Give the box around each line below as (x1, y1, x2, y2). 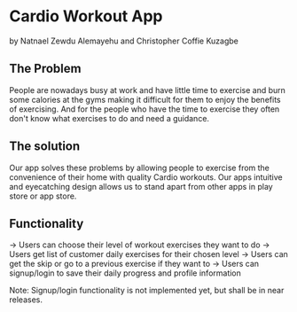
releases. (9, 294, 43, 305)
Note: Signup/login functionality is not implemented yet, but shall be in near (9, 285, 285, 296)
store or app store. (9, 191, 77, 201)
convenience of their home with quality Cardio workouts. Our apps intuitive (9, 171, 283, 183)
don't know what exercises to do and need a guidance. (9, 113, 210, 123)
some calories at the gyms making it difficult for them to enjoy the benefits (9, 94, 281, 105)
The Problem (9, 61, 82, 76)
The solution (9, 139, 81, 154)
